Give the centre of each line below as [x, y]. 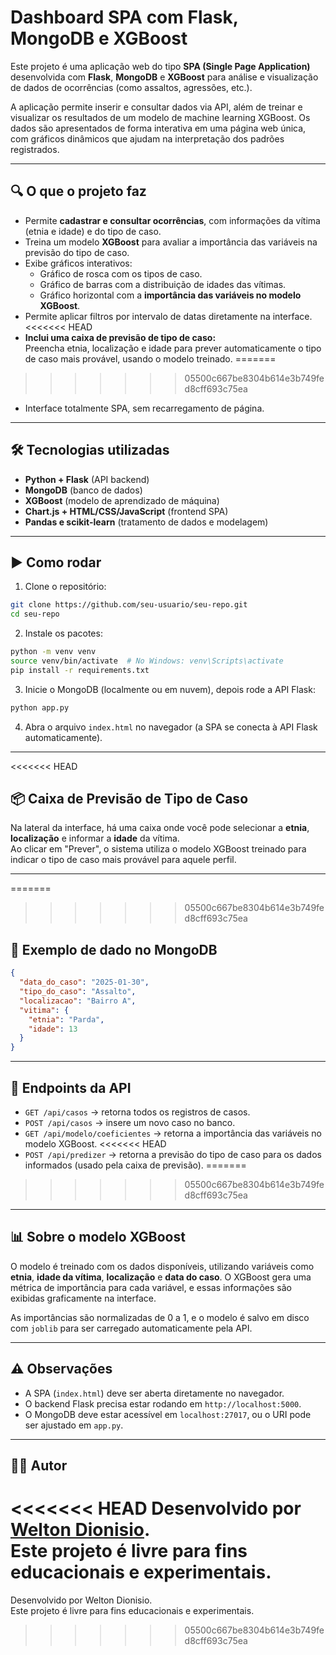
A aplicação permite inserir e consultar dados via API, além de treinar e [156, 107]
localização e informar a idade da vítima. [95, 838]
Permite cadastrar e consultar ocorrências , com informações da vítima [172, 220]
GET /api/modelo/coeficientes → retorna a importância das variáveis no [173, 1133]
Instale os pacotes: [63, 633]
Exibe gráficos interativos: [78, 263]
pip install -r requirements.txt [80, 670]
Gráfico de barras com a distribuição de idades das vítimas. [163, 284]
